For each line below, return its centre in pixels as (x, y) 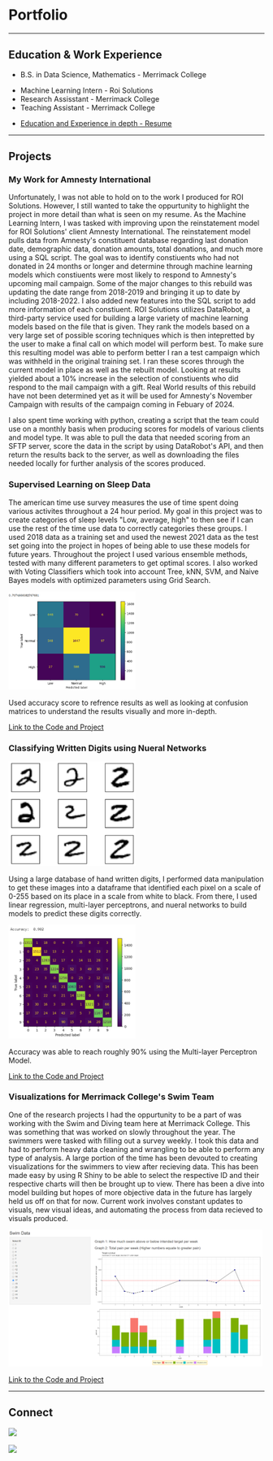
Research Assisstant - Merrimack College (90, 98)
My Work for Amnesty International (80, 180)
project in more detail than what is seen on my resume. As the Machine (127, 215)
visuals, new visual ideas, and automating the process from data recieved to (136, 1210)
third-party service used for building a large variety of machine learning (128, 318)
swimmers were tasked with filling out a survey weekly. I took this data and (134, 1141)
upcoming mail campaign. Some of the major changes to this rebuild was (130, 284)
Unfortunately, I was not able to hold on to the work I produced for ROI (126, 198)
